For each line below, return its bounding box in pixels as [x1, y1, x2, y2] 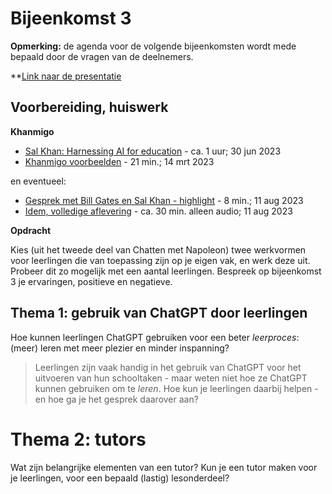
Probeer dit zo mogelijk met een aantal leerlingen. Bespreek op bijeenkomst [10, 265, 322, 277]
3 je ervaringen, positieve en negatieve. [10, 275, 173, 287]
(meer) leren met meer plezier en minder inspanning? [10, 342, 230, 354]
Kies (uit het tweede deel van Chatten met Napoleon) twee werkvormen [10, 243, 307, 256]
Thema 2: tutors [10, 428, 147, 451]
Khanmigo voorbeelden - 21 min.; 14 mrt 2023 [24, 155, 215, 167]
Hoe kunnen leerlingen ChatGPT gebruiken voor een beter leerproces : [10, 331, 300, 343]
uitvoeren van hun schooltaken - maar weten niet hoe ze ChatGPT [34, 372, 308, 384]
